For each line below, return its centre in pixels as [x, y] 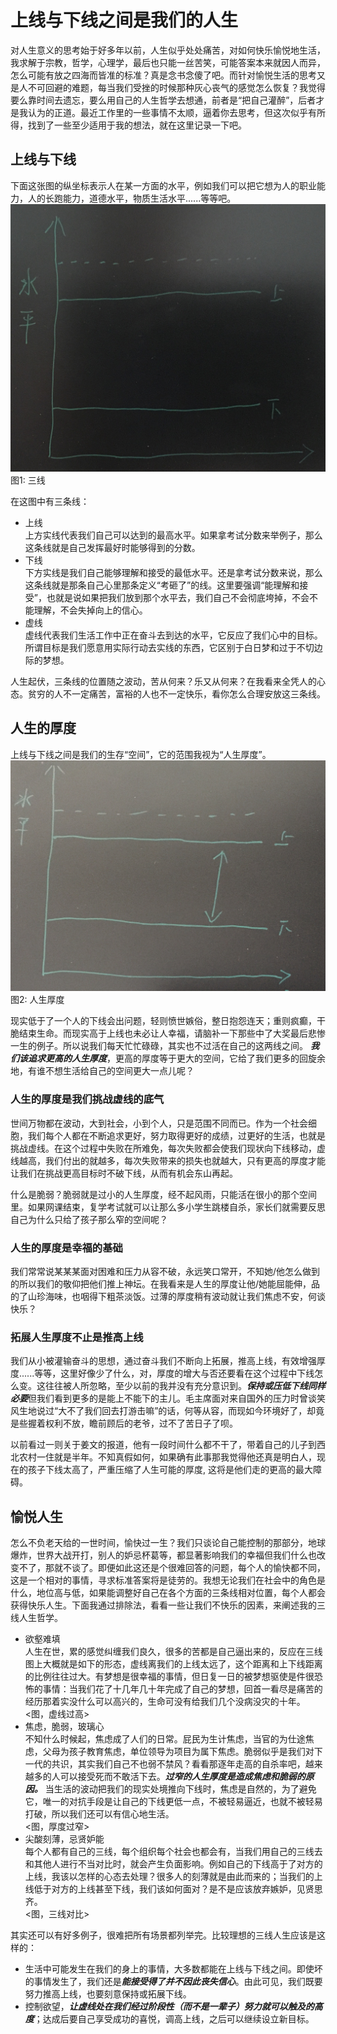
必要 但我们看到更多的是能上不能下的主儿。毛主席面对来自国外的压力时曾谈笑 [168, 1398]
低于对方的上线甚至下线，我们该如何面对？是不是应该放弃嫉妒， [165, 1889]
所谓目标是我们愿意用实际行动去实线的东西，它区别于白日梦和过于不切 [169, 647]
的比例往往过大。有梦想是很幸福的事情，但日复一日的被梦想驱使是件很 [169, 1677]
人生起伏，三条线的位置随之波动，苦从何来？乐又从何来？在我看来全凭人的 [163, 681]
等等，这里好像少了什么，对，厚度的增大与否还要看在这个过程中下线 [174, 1373]
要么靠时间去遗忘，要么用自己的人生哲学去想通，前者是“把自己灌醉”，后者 [163, 100]
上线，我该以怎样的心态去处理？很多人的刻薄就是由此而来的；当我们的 [169, 1877]
